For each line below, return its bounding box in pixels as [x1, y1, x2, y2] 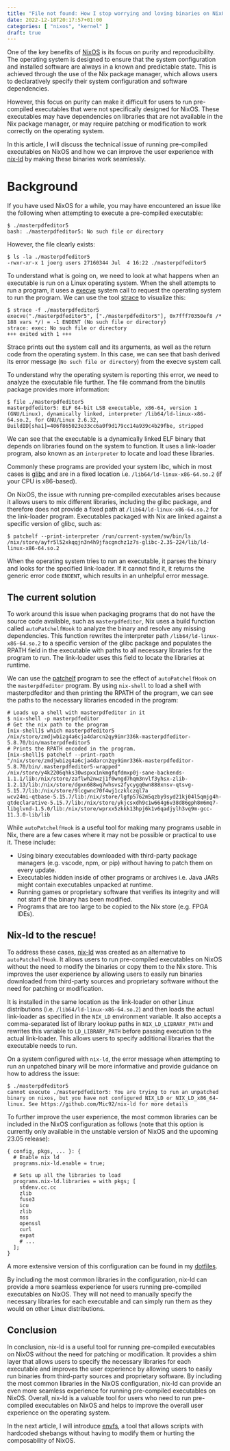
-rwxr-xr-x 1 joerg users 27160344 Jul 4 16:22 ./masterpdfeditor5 [7, 260, 207, 266]
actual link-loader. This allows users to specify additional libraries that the [7, 1034, 214, 1042]
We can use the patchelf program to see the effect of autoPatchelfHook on [7, 674, 217, 682]
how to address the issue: [7, 1069, 80, 1077]
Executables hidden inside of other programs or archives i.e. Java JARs [16, 873, 219, 881]
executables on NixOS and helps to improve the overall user [34, 1401, 204, 1409]
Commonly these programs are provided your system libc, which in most [7, 463, 212, 471]
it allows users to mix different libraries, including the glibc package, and [7, 498, 212, 506]
